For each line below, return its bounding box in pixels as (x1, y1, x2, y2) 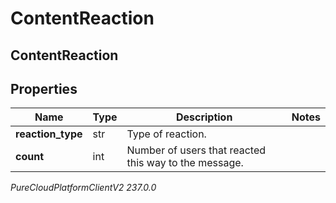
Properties (10, 80, 78, 97)
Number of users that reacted (126, 143, 267, 157)
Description (175, 110, 233, 124)
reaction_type (15, 127, 83, 141)
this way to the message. (126, 156, 244, 170)
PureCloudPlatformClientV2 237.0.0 (10, 182, 157, 194)
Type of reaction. (126, 127, 207, 141)
